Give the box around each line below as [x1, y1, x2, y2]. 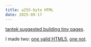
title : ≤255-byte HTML [5, 7, 54, 13]
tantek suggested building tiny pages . [5, 26, 85, 32]
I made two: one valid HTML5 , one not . [5, 36, 87, 42]
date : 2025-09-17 [5, 12, 42, 17]
